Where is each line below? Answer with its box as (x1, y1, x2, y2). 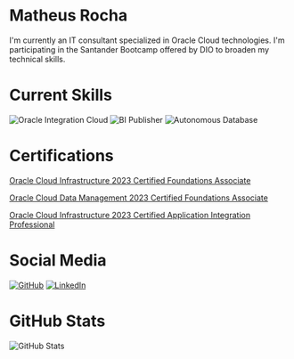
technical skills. (9, 53, 66, 64)
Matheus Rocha (9, 5, 127, 26)
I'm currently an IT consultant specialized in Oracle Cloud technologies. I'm (9, 35, 285, 45)
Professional (9, 219, 55, 230)
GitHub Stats (9, 311, 106, 330)
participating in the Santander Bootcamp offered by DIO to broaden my (9, 44, 270, 54)
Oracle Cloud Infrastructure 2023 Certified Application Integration (9, 209, 251, 220)
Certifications (9, 146, 114, 166)
